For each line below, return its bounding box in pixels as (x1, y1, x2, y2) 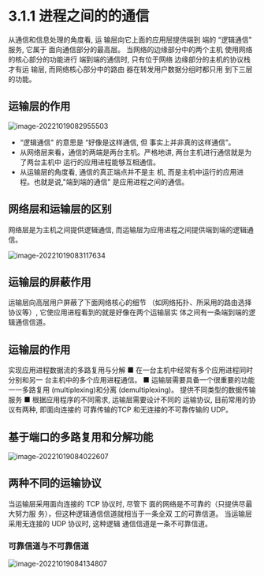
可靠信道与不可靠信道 (8, 540, 89, 552)
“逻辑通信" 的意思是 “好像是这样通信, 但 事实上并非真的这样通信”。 (19, 137, 236, 147)
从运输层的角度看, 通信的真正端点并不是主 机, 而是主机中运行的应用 (19, 167, 237, 176)
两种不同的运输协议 (8, 476, 102, 490)
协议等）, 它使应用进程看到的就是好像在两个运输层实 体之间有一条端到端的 (8, 307, 249, 317)
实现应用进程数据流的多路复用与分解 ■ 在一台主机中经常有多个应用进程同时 (8, 365, 254, 375)
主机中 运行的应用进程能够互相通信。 (40, 157, 160, 167)
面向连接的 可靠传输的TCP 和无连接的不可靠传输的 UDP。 (46, 405, 233, 415)
